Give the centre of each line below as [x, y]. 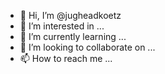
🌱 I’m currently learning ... [73, 36]
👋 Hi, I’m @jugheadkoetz [70, 15]
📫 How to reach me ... [66, 58]
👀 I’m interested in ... [62, 26]
